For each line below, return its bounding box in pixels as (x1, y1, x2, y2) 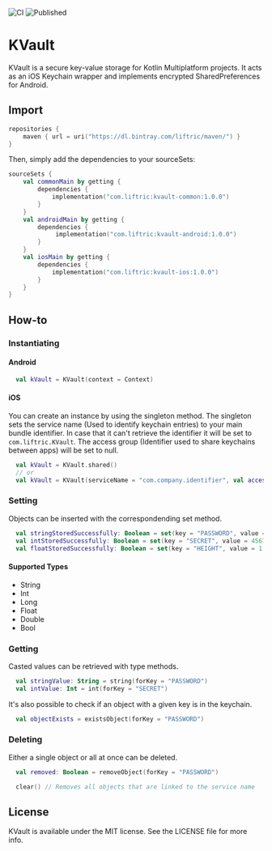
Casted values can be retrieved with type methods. (8, 661, 179, 671)
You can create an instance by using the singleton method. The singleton (8, 411, 253, 420)
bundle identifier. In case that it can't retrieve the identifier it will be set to (8, 428, 253, 437)
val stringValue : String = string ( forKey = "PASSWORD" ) (15, 677, 208, 685)
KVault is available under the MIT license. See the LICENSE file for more (8, 827, 248, 836)
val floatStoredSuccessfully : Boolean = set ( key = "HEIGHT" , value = (15, 544, 256, 552)
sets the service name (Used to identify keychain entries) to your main (8, 419, 243, 429)
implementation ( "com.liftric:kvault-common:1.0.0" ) (51, 193, 230, 201)
